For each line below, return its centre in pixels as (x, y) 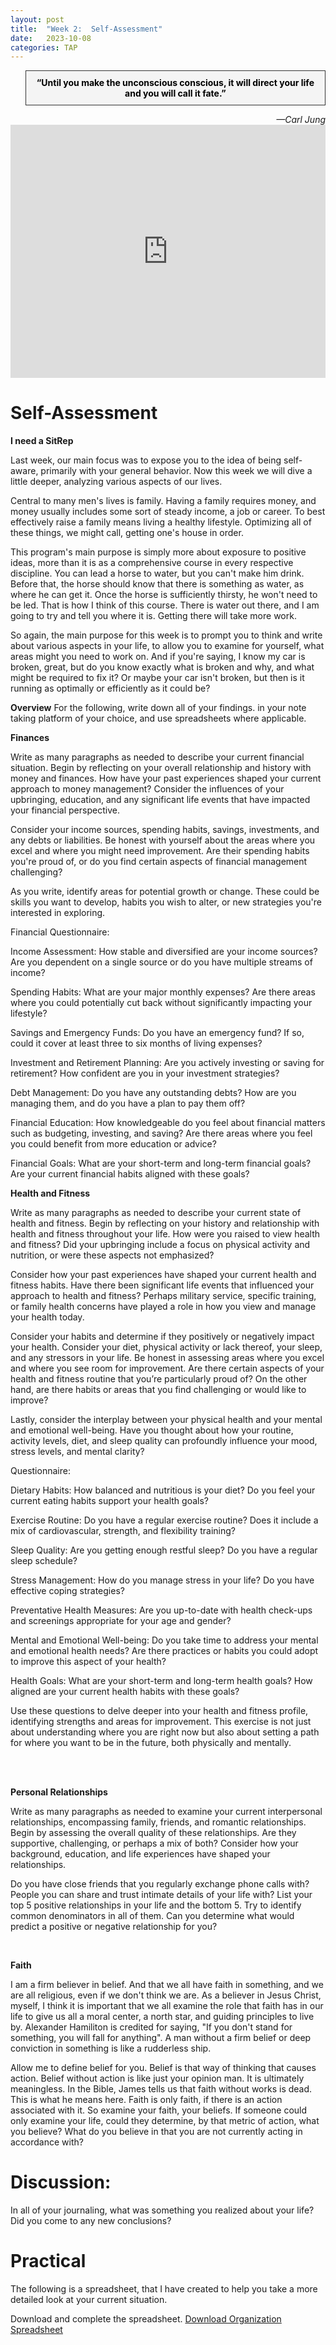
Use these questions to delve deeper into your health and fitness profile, (159, 1711)
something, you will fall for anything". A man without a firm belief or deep (161, 2038)
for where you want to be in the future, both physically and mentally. (151, 1743)
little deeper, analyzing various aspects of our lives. (116, 482)
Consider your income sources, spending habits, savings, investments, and (165, 830)
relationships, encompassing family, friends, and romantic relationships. (158, 1822)
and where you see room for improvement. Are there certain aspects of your (167, 1368)
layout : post (37, 19)
